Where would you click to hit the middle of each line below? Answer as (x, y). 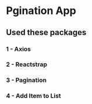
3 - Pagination (26, 80)
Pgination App (41, 11)
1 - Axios (18, 49)
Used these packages (46, 32)
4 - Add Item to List (33, 96)
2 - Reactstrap (27, 64)
